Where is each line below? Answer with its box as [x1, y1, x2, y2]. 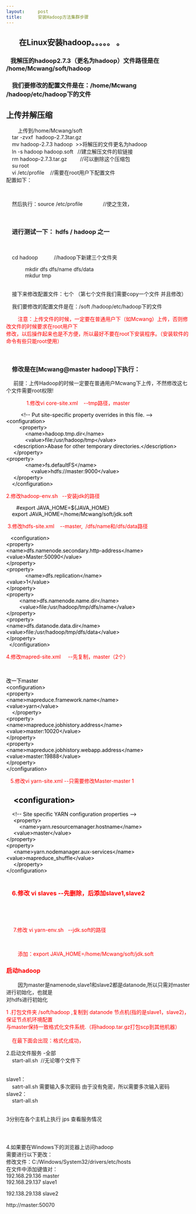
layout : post [6, 8, 49, 15]
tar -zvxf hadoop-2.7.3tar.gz [11, 133, 82, 140]
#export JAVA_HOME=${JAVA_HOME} [16, 504, 110, 511]
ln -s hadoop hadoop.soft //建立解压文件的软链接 [11, 148, 134, 155]
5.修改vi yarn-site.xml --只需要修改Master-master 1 [10, 777, 134, 785]
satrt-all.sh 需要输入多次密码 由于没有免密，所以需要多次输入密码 [11, 1083, 170, 1090]
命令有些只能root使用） [6, 337, 63, 344]
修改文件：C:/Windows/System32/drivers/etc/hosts [6, 1158, 131, 1165]
